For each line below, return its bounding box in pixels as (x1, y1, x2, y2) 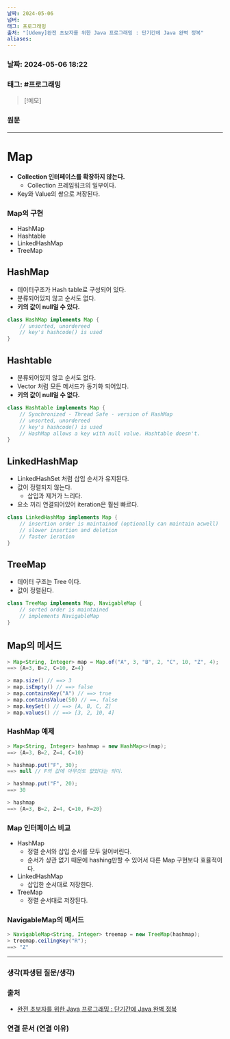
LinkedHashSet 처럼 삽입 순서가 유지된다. (16, 475, 129, 483)
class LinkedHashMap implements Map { (7, 514, 118, 521)
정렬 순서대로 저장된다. (27, 896, 88, 904)
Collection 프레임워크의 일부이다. (27, 181, 116, 189)
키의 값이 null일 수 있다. (16, 302, 80, 311)
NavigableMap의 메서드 (7, 915, 84, 925)
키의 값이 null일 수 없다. (16, 391, 80, 399)
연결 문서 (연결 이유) (7, 1024, 70, 1034)
